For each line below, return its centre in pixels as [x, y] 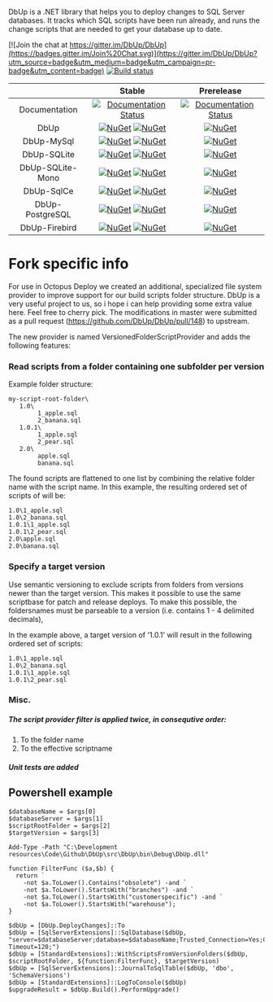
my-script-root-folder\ [49, 399]
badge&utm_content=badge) [56, 71]
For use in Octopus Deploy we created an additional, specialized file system [135, 286]
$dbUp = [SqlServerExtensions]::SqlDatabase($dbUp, [97, 932]
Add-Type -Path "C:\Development [63, 847]
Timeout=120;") [34, 947]
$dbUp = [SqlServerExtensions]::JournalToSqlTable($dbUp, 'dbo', [121, 968]
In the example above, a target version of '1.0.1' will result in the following [130, 635]
